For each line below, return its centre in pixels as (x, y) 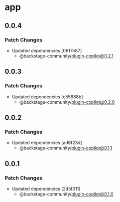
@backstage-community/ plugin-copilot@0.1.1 (66, 148)
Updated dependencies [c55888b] (47, 97)
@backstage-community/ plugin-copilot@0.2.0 (67, 102)
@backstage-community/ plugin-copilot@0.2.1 (66, 56)
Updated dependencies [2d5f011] (46, 189)
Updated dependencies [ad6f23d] (47, 143)
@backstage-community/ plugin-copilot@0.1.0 (66, 194)
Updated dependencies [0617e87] (47, 50)
